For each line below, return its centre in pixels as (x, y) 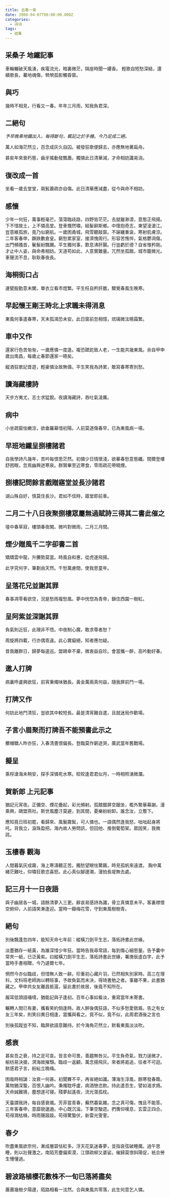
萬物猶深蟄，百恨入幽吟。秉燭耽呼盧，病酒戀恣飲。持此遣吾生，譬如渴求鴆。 (85, 1086)
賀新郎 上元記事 (29, 792)
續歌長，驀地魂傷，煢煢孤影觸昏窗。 (43, 75)
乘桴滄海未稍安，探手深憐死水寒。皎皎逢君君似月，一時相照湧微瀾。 (76, 774)
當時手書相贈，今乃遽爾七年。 (36, 963)
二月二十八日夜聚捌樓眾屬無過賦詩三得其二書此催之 (85, 513)
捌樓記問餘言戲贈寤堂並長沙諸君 (55, 483)
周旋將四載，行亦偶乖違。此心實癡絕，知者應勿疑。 (58, 640)
